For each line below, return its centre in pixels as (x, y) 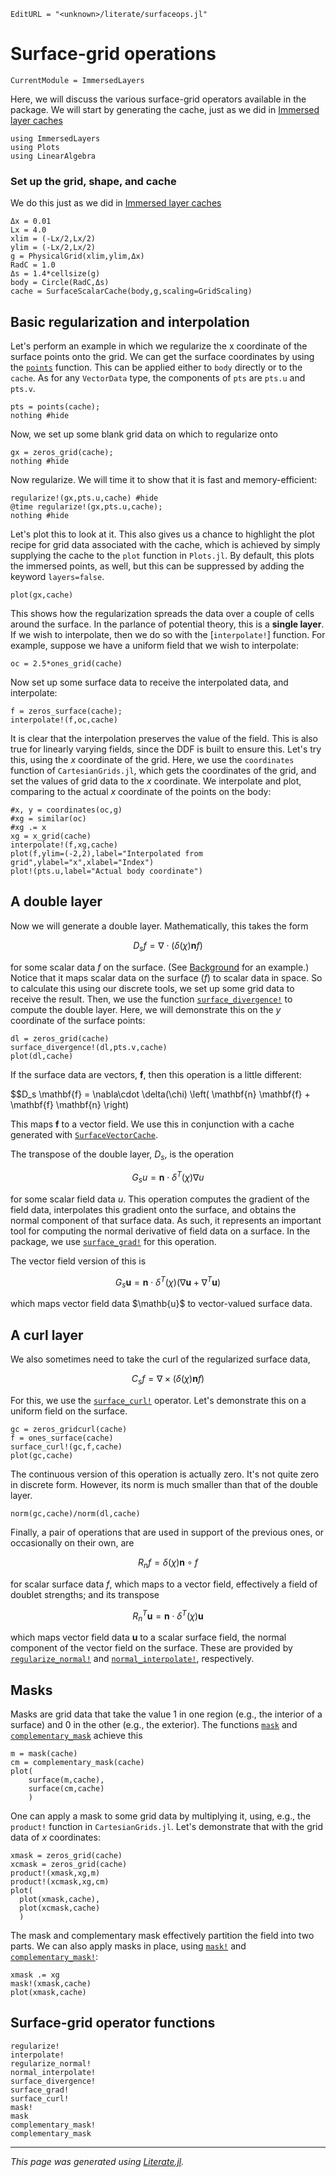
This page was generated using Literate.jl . (97, 2161)
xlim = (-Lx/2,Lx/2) (53, 239)
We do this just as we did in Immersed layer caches (116, 203)
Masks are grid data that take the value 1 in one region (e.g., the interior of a (166, 1714)
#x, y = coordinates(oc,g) (66, 810)
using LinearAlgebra (53, 156)
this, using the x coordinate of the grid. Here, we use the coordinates (152, 760)
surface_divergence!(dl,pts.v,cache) (89, 1047)
